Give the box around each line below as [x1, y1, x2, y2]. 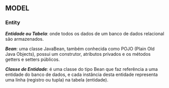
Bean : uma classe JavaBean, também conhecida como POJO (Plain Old [5, 45, 155, 52]
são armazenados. [5, 36, 44, 42]
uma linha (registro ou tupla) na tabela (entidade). [5, 76, 109, 82]
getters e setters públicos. [5, 56, 60, 62]
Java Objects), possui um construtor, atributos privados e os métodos [5, 51, 151, 57]
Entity [5, 19, 20, 26]
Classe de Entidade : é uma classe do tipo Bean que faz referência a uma [5, 66, 158, 72]
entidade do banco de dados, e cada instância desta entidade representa [5, 71, 158, 77]
